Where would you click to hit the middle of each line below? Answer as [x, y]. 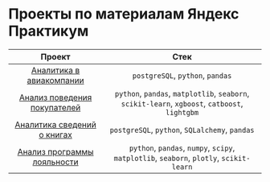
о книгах [55, 134]
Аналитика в [55, 70]
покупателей [55, 107]
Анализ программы [55, 151]
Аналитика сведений [55, 124]
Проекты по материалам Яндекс [124, 14]
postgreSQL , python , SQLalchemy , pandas [182, 130]
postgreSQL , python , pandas [182, 75]
